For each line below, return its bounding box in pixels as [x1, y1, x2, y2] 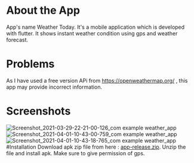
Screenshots [6, 104, 71, 118]
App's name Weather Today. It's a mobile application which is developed [6, 23, 185, 31]
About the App [6, 4, 81, 17]
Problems [6, 58, 55, 71]
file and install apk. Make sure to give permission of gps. [6, 149, 145, 156]
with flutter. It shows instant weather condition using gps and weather [6, 29, 178, 37]
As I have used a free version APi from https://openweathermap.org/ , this [6, 77, 188, 84]
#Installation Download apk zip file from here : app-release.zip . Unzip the [6, 143, 186, 150]
